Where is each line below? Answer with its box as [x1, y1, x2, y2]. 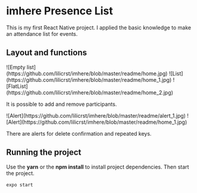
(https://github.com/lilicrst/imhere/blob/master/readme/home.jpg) [6, 70, 168, 77]
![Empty [6, 63, 26, 71]
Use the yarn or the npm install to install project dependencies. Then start [6, 163, 189, 170]
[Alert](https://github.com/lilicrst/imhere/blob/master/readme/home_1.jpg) [6, 118, 187, 125]
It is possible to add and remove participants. [6, 100, 118, 108]
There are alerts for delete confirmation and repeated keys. [6, 130, 152, 137]
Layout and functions [6, 48, 88, 58]
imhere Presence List [6, 4, 113, 18]
